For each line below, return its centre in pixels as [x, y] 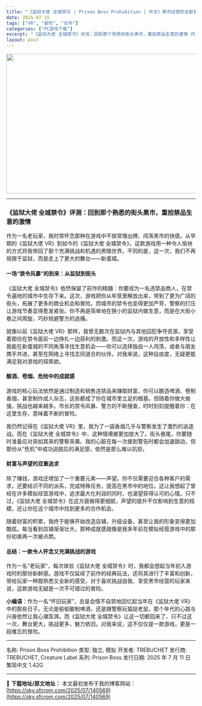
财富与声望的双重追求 [32, 464]
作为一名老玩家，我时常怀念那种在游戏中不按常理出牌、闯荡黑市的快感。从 [98, 236]
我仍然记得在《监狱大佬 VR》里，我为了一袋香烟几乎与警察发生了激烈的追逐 [100, 426]
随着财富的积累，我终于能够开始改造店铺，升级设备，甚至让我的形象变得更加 [101, 521]
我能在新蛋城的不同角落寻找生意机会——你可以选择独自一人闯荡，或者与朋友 [101, 346]
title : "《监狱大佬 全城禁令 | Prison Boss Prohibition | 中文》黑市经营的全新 [100, 12]
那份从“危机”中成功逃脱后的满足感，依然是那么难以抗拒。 [77, 449]
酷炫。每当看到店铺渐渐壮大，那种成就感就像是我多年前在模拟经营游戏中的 [98, 529]
